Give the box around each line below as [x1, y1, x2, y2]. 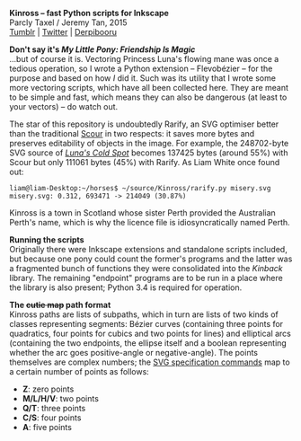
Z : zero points [22, 384, 75, 394]
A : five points [22, 422, 72, 432]
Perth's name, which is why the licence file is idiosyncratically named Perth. [9, 217, 290, 227]
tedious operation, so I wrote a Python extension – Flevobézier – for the [9, 63, 273, 74]
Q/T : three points [22, 403, 86, 413]
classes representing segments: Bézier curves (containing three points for [9, 319, 284, 329]
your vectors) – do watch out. [9, 101, 119, 111]
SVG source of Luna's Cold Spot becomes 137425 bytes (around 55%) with [9, 147, 288, 158]
